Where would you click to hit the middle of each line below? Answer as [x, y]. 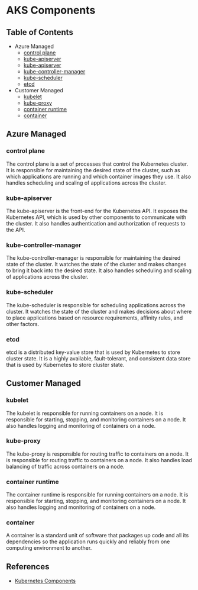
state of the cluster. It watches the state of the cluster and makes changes [96, 265]
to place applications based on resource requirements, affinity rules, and [95, 318]
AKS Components [51, 10]
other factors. [23, 324]
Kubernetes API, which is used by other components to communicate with [96, 217]
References [28, 567]
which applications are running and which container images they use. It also [99, 176]
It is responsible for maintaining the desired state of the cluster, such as [93, 170]
